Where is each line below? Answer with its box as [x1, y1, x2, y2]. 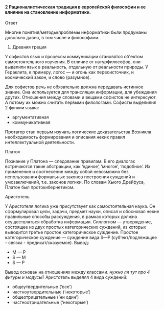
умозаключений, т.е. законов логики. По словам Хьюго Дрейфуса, [5, 179, 145, 185]
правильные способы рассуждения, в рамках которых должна [5, 214, 137, 220]
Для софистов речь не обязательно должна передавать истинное [5, 84, 143, 90]
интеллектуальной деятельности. [5, 140, 75, 145]
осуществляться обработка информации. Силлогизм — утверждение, [5, 219, 153, 225]
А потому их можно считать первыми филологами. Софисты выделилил [5, 99, 157, 105]
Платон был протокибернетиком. [5, 184, 75, 191]
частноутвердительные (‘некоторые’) [12, 289, 91, 295]
